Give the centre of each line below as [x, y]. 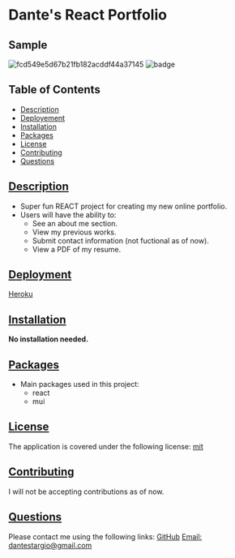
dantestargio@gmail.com [50, 545]
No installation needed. [49, 339]
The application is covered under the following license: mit [106, 446]
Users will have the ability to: [68, 215]
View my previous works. [74, 232]
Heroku [21, 294]
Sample [28, 45]
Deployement [43, 118]
